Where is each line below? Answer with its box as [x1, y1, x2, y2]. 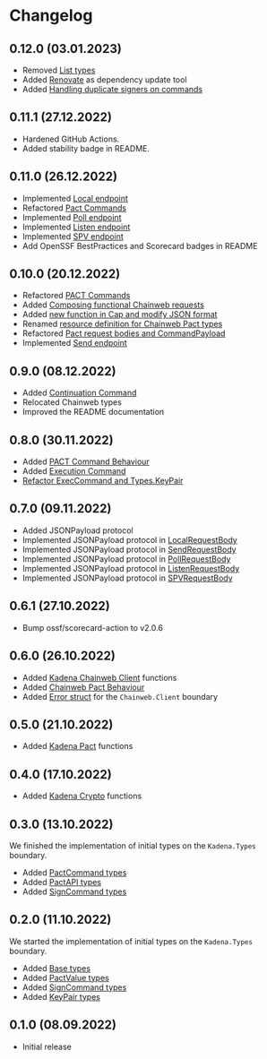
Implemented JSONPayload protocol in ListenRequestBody [22, 563, 240, 573]
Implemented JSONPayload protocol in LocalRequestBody [22, 534, 237, 545]
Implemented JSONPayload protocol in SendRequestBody [22, 544, 237, 555]
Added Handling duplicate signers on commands [22, 84, 203, 94]
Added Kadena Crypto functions [22, 790, 142, 802]
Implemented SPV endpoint [22, 230, 124, 242]
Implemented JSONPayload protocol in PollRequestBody [22, 553, 231, 564]
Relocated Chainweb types [22, 397, 123, 408]
